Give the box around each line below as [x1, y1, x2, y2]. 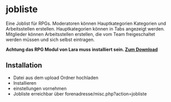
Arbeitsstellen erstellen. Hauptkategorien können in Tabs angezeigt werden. [6, 25, 165, 31]
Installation [6, 61, 42, 70]
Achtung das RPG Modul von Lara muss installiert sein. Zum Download [6, 46, 158, 52]
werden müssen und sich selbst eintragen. [6, 37, 95, 43]
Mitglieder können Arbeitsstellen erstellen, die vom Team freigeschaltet [6, 31, 155, 37]
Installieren [13, 80, 37, 86]
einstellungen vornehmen [13, 85, 67, 91]
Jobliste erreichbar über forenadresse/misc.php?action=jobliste [13, 90, 147, 97]
